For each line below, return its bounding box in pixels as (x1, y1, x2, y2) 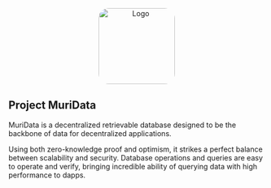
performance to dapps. (8, 170, 86, 180)
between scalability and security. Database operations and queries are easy (8, 152, 263, 162)
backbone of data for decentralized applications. (8, 128, 173, 138)
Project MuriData (8, 98, 97, 113)
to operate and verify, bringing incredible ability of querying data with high (8, 161, 258, 171)
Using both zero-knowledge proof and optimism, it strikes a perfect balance (8, 144, 263, 154)
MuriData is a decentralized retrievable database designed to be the (8, 120, 237, 130)
